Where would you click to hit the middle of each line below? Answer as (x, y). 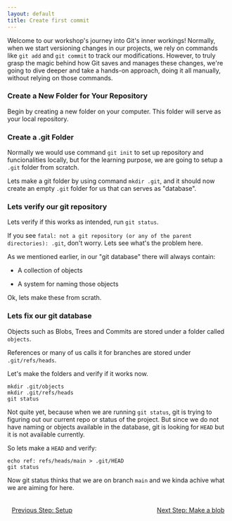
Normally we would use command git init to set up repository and (105, 153)
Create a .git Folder (41, 137)
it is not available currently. (46, 434)
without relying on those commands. (60, 77)
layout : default (31, 14)
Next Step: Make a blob (191, 510)
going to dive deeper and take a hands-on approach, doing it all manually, (114, 70)
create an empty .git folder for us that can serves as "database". (102, 189)
